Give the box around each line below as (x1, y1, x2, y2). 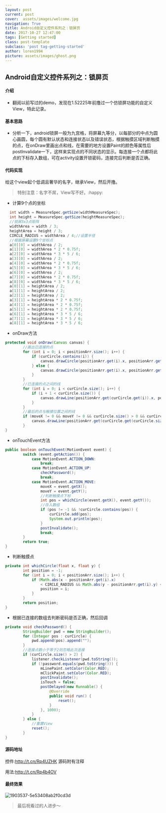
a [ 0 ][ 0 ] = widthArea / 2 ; (9, 242, 63, 247)
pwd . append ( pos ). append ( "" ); (31, 638, 92, 643)
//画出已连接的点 (23, 345, 53, 350)
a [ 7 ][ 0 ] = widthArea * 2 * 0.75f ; (9, 275, 81, 280)
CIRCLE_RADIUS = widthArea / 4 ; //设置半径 (9, 233, 95, 238)
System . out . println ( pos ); (49, 516, 103, 521)
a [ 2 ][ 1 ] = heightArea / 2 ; (9, 293, 65, 298)
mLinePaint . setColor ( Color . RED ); (40, 666, 110, 671)
